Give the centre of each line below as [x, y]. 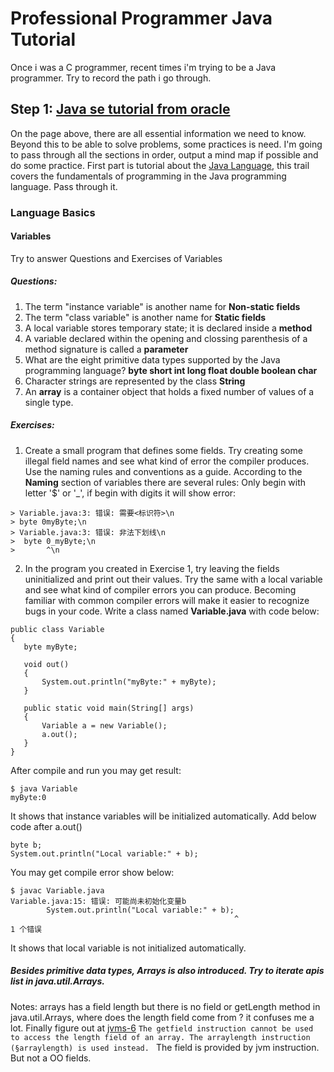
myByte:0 [28, 797]
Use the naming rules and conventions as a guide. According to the [163, 471]
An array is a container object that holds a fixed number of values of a [169, 391]
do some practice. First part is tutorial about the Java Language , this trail [160, 165]
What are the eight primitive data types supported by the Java [152, 359]
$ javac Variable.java [57, 890]
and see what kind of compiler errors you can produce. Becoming [160, 589]
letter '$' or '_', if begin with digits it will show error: [130, 493]
